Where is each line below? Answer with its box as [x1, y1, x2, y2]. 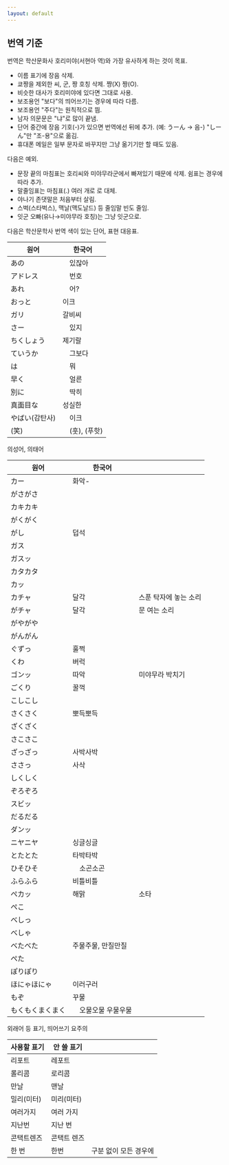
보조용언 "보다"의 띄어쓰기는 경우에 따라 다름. [17, 97, 139, 105]
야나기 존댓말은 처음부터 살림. [17, 195, 97, 204]
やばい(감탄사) [10, 414, 56, 423]
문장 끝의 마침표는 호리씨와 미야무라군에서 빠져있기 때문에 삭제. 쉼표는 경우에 [17, 169, 223, 178]
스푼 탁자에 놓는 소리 [138, 592, 201, 602]
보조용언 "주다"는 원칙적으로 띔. [17, 106, 102, 114]
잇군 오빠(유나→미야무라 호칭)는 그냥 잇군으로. [17, 213, 142, 221]
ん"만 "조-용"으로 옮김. [17, 131, 79, 140]
